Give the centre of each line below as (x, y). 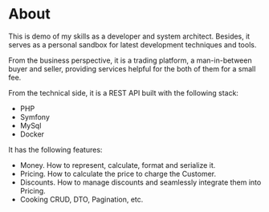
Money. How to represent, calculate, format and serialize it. (118, 165)
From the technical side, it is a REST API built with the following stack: (124, 92)
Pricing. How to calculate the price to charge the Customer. (118, 173)
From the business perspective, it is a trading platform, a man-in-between (130, 60)
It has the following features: (55, 149)
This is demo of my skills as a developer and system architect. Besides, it (129, 36)
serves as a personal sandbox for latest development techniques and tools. (132, 44)
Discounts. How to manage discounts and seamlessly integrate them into (141, 182)
